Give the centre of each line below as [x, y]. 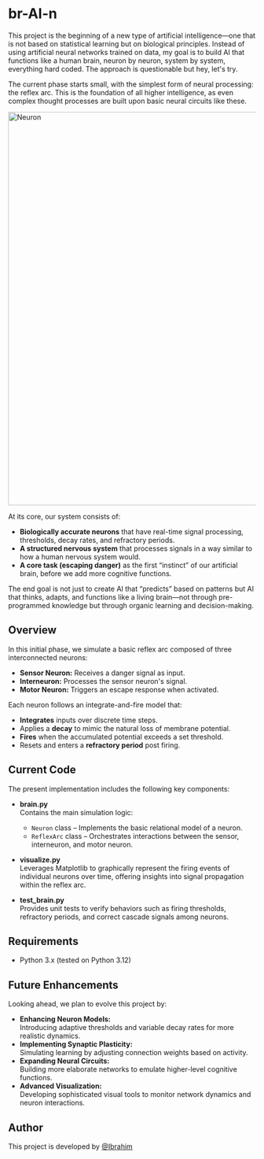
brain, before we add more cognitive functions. [95, 573]
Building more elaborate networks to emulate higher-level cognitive [128, 1069]
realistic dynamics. [50, 1036]
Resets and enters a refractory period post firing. [100, 745]
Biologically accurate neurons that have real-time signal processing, [131, 531]
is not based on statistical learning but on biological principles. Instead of [126, 43]
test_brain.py [42, 900]
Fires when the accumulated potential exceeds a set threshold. [121, 736]
